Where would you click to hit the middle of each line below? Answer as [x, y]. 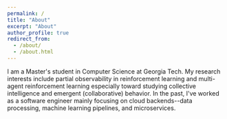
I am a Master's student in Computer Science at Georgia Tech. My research [114, 71]
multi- [207, 78]
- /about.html [33, 52]
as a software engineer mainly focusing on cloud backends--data [100, 100]
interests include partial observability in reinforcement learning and [102, 78]
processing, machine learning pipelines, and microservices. [91, 108]
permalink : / [26, 13]
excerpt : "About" [32, 26]
